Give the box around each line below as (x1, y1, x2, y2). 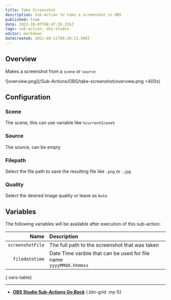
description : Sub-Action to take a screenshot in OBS (5, 12, 122, 17)
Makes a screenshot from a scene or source (5, 68, 96, 74)
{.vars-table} (5, 275, 32, 281)
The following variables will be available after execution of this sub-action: (5, 221, 161, 227)
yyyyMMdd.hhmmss (49, 263, 89, 268)
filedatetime (13, 256, 45, 262)
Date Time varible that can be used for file (49, 250, 150, 257)
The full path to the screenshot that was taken (49, 241, 159, 249)
